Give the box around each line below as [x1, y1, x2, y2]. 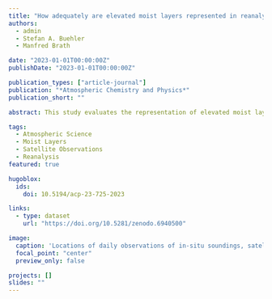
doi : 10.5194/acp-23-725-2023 [23, 190, 125, 198]
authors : [8, 19, 38, 27]
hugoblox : [8, 175, 42, 183]
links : [8, 204, 31, 213]
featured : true [8, 160, 60, 168]
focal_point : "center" [15, 249, 92, 257]
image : [8, 234, 31, 242]
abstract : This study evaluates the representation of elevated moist [8, 108, 252, 116]
